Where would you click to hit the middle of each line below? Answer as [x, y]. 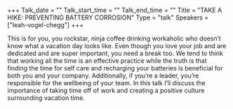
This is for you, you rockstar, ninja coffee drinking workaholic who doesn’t [114, 38]
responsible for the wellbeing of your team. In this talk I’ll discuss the [106, 83]
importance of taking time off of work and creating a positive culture [106, 90]
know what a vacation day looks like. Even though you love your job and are [117, 46]
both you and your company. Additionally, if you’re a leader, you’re [103, 75]
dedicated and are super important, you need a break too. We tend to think [115, 53]
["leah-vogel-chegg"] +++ [46, 25]
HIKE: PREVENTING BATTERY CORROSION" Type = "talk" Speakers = [108, 17]
